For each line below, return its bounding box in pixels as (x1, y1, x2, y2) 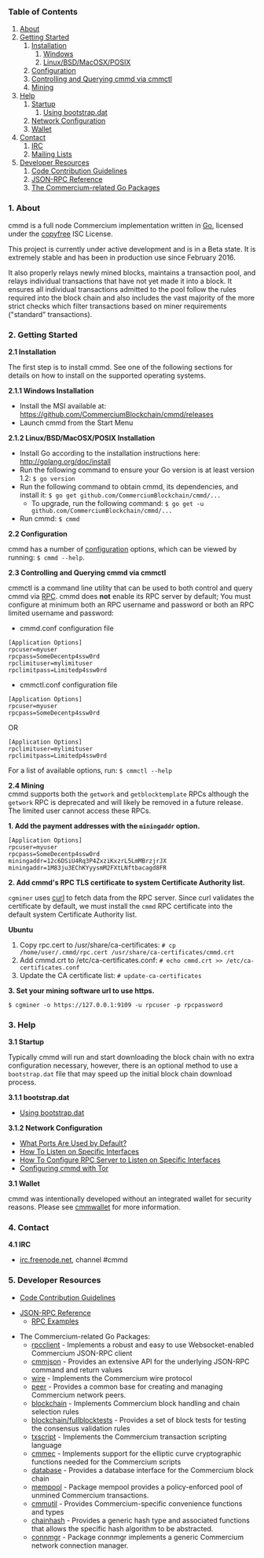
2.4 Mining (8, 781, 45, 790)
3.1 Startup (8, 1037, 45, 1047)
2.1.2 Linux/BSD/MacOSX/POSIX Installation (8, 433, 156, 442)
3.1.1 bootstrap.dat (8, 1093, 70, 1102)
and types (31, 1507, 64, 1516)
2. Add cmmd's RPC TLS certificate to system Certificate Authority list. (8, 877, 245, 887)
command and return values (31, 1364, 123, 1375)
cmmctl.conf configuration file (19, 680, 118, 689)
